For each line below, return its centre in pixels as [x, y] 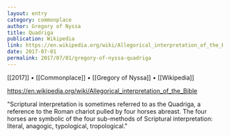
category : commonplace [39, 20]
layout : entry [27, 13]
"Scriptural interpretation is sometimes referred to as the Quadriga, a [104, 104]
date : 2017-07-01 [32, 52]
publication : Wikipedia [41, 39]
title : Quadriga [30, 33]
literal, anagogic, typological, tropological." [67, 126]
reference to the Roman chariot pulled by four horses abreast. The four [107, 111]
